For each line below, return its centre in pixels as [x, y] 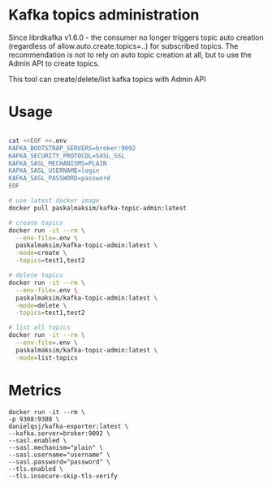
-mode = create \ [41, 253]
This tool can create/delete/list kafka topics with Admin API [107, 79]
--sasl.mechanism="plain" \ [56, 447]
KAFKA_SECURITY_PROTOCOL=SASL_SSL [67, 156]
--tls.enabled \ [36, 469]
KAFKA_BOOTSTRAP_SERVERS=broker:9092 [72, 148]
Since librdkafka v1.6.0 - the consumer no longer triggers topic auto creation [136, 37]
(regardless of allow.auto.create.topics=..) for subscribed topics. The [123, 45]
